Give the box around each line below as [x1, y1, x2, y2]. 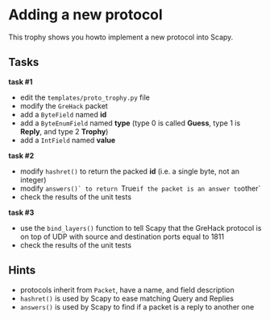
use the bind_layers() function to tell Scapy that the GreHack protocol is [19, 223, 262, 232]
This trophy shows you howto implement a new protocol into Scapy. [8, 32, 234, 42]
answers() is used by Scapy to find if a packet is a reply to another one [19, 302, 255, 311]
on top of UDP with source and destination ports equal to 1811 [19, 232, 224, 241]
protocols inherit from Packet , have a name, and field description [19, 285, 235, 294]
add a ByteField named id [19, 109, 107, 119]
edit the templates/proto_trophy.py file [19, 92, 151, 102]
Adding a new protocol [8, 6, 163, 24]
